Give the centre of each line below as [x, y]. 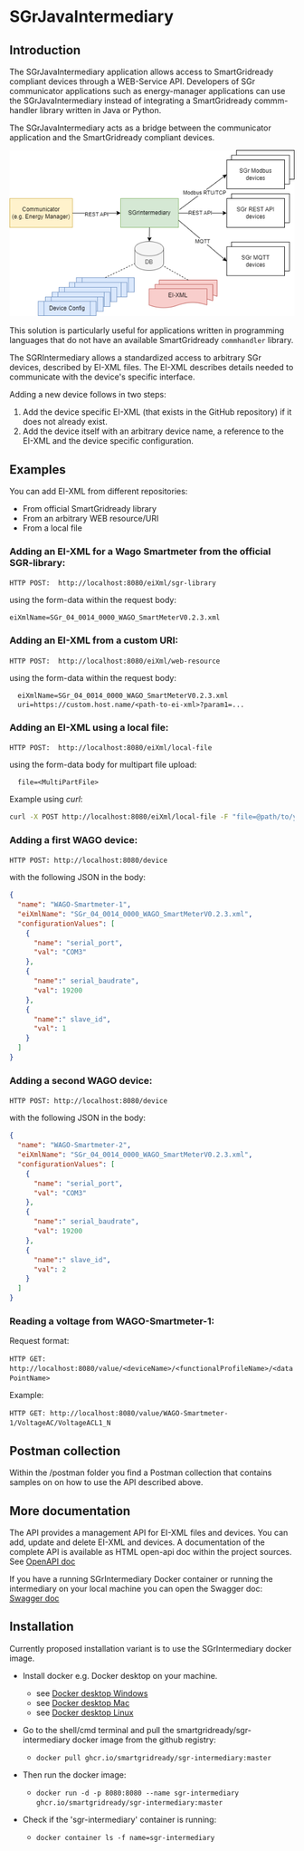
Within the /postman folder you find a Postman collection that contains [141, 1472]
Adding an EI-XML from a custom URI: [94, 640]
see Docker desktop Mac [83, 1702]
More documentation [70, 1511]
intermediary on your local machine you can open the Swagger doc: [136, 1588]
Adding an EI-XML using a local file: [89, 727]
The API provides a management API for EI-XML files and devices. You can [149, 1532]
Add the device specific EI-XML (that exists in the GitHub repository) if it [157, 412]
